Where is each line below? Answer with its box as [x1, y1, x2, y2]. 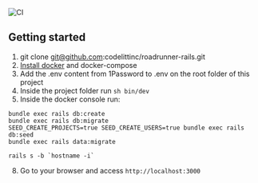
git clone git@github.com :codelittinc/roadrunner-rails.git [19, 52, 206, 62]
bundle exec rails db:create [8, 109, 105, 117]
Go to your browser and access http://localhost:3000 [19, 165, 201, 175]
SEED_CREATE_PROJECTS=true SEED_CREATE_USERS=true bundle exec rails [8, 124, 245, 132]
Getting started [8, 30, 86, 44]
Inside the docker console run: [19, 94, 121, 104]
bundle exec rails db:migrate [8, 117, 109, 125]
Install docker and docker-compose [19, 60, 137, 70]
